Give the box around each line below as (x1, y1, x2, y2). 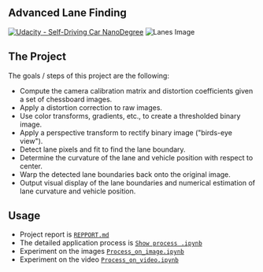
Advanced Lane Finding (8, 6, 128, 20)
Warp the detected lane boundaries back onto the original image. (19, 169, 231, 179)
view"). (19, 136, 43, 145)
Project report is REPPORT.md (19, 230, 109, 239)
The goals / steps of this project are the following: (8, 71, 169, 80)
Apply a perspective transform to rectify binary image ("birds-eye (19, 127, 232, 137)
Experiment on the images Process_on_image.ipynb (19, 247, 185, 256)
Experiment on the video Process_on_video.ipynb (19, 255, 179, 264)
